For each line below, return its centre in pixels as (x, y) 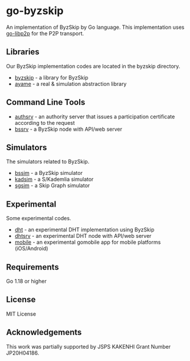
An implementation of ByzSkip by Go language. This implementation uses (95, 27)
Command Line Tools (46, 102)
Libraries (23, 52)
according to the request (45, 122)
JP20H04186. (23, 353)
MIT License (21, 314)
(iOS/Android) (31, 249)
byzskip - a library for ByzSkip (51, 77)
